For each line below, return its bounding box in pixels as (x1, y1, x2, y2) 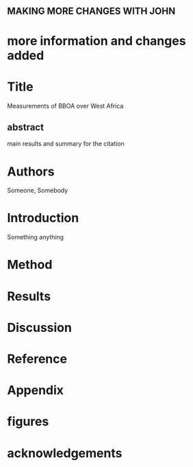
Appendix (7, 383, 64, 398)
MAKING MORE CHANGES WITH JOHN (7, 5, 176, 17)
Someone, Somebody (7, 187, 68, 195)
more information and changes (7, 33, 186, 49)
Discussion (7, 320, 72, 335)
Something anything (7, 233, 64, 241)
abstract (7, 121, 44, 133)
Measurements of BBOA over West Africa (7, 101, 124, 110)
